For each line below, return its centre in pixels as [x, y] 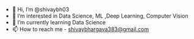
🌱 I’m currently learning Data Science [59, 22]
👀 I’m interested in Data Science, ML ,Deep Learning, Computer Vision [100, 16]
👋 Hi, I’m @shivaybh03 [41, 9]
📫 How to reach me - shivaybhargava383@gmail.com [81, 29]
